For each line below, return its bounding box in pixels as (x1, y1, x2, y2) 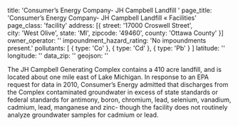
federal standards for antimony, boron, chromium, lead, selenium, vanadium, (7, 95, 232, 104)
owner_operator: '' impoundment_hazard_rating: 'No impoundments (7, 36, 207, 45)
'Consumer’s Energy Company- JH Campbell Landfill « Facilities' (7, 14, 197, 22)
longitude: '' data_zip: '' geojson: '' (7, 51, 109, 60)
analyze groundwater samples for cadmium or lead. (7, 110, 159, 119)
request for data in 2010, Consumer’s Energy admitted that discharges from (7, 80, 229, 88)
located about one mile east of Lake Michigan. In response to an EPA (7, 73, 209, 81)
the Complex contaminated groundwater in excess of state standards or (7, 88, 219, 96)
